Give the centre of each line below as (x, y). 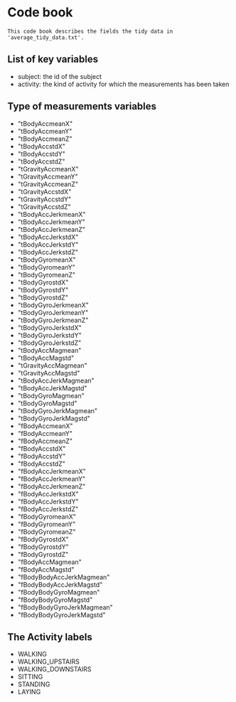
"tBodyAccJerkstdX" (48, 237)
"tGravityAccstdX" (44, 191)
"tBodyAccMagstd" (46, 358)
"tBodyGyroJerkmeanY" (53, 312)
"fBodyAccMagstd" (46, 569)
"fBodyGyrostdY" (43, 547)
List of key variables (53, 59)
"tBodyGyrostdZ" (43, 297)
